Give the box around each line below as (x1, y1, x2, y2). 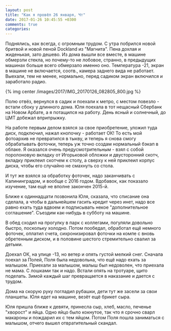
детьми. (5, 241, 23, 248)
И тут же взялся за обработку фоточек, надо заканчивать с (5, 172, 135, 179)
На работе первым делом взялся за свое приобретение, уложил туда (5, 125, 157, 131)
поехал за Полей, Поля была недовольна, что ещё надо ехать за (5, 257, 146, 263)
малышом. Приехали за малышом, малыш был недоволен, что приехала (5, 262, 164, 269)
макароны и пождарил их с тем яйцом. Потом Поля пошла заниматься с (5, 315, 164, 321)
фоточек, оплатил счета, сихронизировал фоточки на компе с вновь (5, 231, 155, 237)
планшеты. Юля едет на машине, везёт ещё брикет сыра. (5, 294, 131, 300)
